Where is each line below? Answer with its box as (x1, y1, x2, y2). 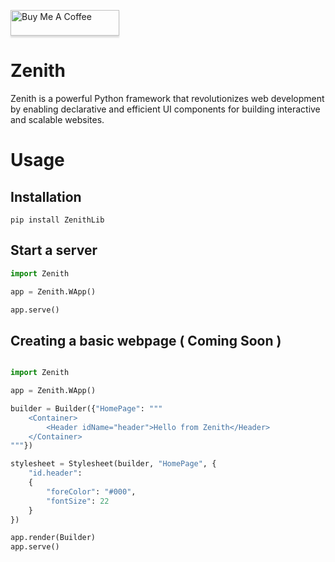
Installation (10, 188, 82, 205)
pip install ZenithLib (10, 215, 105, 225)
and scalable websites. (10, 113, 105, 125)
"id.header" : (28, 468, 83, 479)
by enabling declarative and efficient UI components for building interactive (10, 103, 321, 115)
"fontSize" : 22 (46, 496, 110, 506)
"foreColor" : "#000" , (46, 486, 137, 497)
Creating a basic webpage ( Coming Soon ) (10, 332, 282, 349)
